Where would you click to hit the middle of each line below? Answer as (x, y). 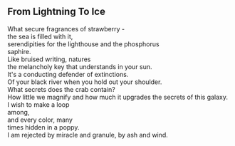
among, (19, 112)
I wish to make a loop (38, 104)
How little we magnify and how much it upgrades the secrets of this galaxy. (117, 97)
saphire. (19, 51)
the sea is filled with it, (40, 36)
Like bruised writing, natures (49, 59)
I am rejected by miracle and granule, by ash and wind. (88, 135)
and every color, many (40, 120)
